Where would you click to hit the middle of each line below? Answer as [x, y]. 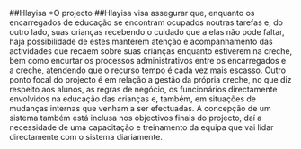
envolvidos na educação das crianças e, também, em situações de [133, 99]
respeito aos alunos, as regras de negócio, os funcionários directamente [143, 89]
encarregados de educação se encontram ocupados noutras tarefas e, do [146, 22]
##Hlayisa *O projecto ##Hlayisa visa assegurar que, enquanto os [132, 13]
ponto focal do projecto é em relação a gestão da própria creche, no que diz [150, 79]
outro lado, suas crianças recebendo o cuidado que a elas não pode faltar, [147, 32]
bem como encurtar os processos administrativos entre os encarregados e [148, 61]
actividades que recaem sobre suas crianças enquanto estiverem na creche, [151, 51]
